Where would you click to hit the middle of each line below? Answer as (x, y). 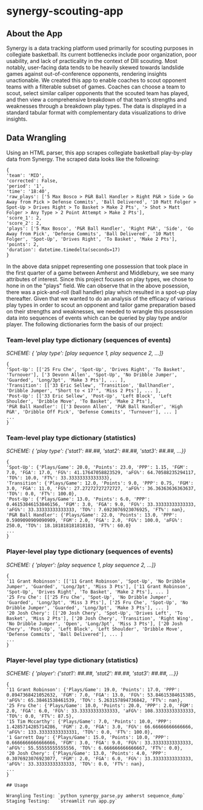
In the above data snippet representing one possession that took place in (97, 266)
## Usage (17, 785)
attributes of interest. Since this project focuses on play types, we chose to (100, 279)
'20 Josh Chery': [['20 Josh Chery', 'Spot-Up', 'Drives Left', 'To (95, 613)
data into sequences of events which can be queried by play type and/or (97, 318)
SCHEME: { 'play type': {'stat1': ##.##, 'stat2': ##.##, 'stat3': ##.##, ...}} (96, 451)
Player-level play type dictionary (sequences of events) (90, 552)
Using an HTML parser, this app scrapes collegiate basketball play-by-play (99, 152)
